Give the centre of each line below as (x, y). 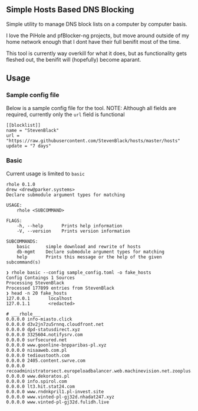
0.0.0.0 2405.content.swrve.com (46, 361)
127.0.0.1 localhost (39, 298)
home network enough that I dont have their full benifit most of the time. (93, 41)
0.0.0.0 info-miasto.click (39, 319)
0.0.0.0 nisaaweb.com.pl (37, 350)
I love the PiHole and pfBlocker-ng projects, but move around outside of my (98, 36)
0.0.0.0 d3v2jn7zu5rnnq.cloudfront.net (55, 324)
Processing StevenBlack (35, 283)
